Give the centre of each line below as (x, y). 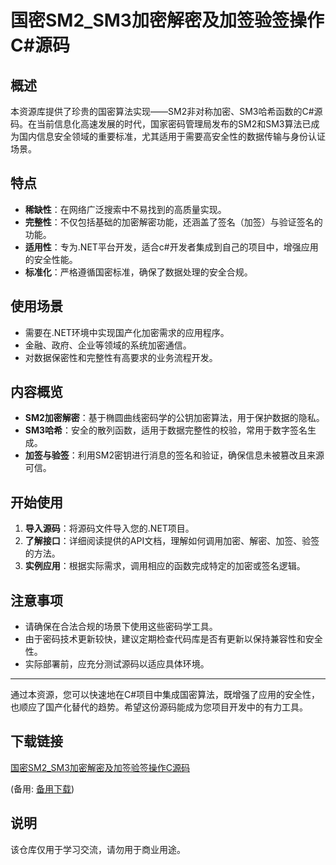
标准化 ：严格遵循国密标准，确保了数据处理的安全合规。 (138, 272)
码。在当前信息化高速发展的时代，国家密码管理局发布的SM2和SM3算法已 (161, 124)
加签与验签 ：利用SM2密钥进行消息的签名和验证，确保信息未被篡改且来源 (174, 455)
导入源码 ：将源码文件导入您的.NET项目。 (109, 528)
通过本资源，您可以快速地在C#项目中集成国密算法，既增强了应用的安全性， (165, 695)
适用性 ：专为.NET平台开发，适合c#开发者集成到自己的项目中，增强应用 (171, 247)
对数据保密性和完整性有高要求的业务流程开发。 (121, 357)
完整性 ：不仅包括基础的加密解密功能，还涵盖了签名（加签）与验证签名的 (173, 222)
